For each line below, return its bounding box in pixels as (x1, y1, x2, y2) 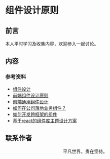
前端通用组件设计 (12, 98, 49, 104)
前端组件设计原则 (12, 92, 49, 98)
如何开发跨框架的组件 (12, 111, 57, 117)
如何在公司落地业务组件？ (12, 105, 66, 111)
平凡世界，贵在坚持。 (63, 148, 107, 154)
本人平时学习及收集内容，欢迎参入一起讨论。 (5, 41, 99, 47)
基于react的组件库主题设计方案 (12, 117, 77, 124)
